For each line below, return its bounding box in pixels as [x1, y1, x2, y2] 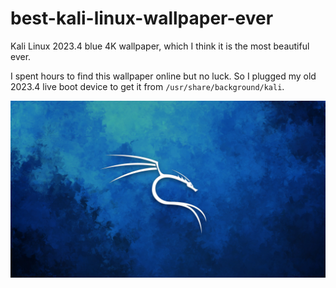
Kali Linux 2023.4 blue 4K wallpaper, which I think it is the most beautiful [10, 40, 310, 52]
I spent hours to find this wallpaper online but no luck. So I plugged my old [10, 70, 317, 82]
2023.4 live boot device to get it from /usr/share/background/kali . [10, 80, 285, 92]
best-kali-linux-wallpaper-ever [10, 7, 274, 30]
